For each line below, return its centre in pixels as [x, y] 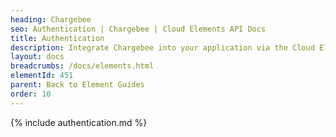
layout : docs [37, 57]
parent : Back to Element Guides [77, 85]
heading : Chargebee [51, 19]
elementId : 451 [42, 76]
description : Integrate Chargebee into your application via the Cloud [162, 47]
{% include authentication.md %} [79, 122]
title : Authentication [57, 38]
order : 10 [31, 94]
